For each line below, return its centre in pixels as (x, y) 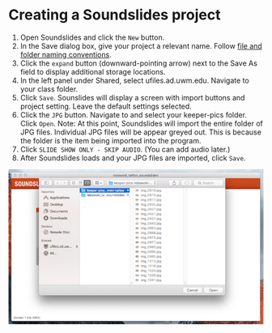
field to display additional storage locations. (93, 71)
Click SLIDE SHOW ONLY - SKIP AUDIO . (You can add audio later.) (125, 149)
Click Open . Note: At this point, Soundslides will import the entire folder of (141, 123)
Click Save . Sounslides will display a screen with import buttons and (132, 97)
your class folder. (49, 89)
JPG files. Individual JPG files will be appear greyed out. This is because (140, 132)
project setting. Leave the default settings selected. (106, 106)
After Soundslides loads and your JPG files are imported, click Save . (133, 158)
